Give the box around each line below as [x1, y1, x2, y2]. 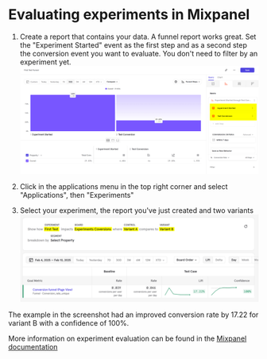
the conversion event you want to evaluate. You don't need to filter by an [19, 48, 258, 58]
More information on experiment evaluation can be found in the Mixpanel [8, 334, 247, 343]
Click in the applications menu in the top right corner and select [19, 182, 228, 191]
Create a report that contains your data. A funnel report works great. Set [19, 32, 257, 41]
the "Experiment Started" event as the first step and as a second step [19, 40, 248, 49]
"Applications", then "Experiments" [19, 191, 134, 200]
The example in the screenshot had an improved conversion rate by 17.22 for [8, 310, 259, 319]
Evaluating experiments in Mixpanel [8, 6, 250, 24]
